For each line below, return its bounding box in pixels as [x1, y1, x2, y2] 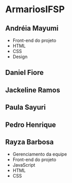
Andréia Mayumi [5, 24, 59, 33]
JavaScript [12, 162, 35, 168]
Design [12, 54, 28, 60]
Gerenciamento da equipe [12, 151, 67, 158]
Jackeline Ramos [5, 86, 60, 94]
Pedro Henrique [5, 120, 56, 129]
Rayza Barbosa [5, 138, 54, 146]
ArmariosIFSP [5, 4, 65, 15]
